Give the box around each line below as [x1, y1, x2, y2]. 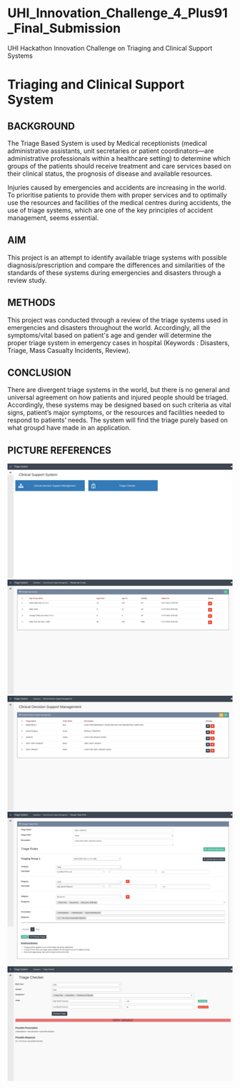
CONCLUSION [7, 366, 71, 379]
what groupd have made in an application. [7, 424, 131, 432]
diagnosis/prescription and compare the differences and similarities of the [7, 261, 225, 269]
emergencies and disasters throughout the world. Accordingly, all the [7, 323, 211, 331]
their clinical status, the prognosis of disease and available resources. [7, 169, 213, 178]
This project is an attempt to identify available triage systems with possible [7, 253, 227, 261]
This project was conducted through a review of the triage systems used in [7, 316, 229, 324]
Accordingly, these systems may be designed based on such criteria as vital [7, 401, 231, 409]
